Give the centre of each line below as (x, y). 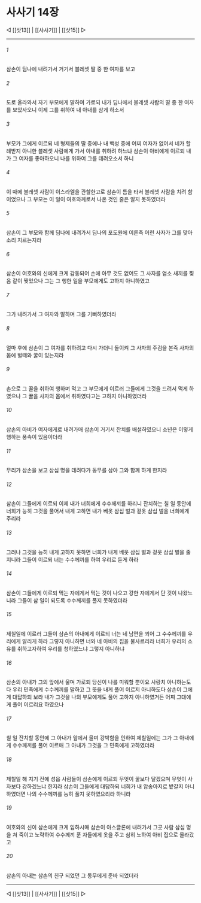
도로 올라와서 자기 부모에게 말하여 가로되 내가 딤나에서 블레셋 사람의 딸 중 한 (95, 102)
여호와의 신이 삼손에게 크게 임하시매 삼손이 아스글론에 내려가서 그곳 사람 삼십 (96, 827)
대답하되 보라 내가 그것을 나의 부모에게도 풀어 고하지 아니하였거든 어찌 (94, 697)
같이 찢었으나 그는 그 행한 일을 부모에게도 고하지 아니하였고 (81, 281)
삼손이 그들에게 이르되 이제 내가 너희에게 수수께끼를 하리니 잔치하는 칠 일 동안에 (99, 504)
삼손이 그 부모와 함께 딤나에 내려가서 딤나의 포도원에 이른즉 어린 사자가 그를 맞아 (100, 232)
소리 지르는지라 (24, 240)
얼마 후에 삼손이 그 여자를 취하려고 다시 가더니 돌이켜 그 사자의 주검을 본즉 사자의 (100, 347)
